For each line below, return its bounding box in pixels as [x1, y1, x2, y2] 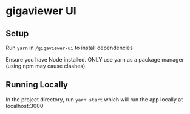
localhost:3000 [5, 102, 44, 109]
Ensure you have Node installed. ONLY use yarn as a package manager [5, 56, 185, 63]
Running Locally [5, 80, 68, 90]
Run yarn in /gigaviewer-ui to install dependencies [5, 44, 133, 51]
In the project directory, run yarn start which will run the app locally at [5, 95, 183, 103]
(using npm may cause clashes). [5, 62, 87, 69]
